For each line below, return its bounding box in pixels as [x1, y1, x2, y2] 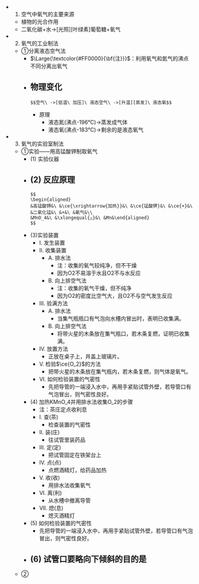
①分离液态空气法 [21, 47, 67, 55]
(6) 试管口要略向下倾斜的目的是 [30, 554, 147, 565]
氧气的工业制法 [21, 40, 59, 47]
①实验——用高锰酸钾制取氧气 [21, 147, 98, 155]
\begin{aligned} [30, 196, 71, 203]
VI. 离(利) [39, 489, 62, 496]
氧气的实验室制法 [21, 140, 64, 147]
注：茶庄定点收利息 [39, 406, 88, 413]
